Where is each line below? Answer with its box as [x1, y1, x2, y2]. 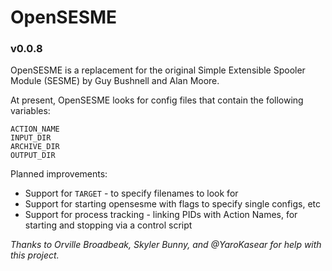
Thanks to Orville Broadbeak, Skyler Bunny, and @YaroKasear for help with [10, 239, 322, 251]
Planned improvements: [10, 168, 108, 180]
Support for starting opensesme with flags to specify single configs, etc [24, 198, 322, 210]
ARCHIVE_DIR [10, 142, 60, 152]
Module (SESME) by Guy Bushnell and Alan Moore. [10, 75, 220, 87]
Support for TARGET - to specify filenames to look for [24, 187, 239, 200]
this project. [10, 249, 60, 261]
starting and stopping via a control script [24, 219, 193, 231]
